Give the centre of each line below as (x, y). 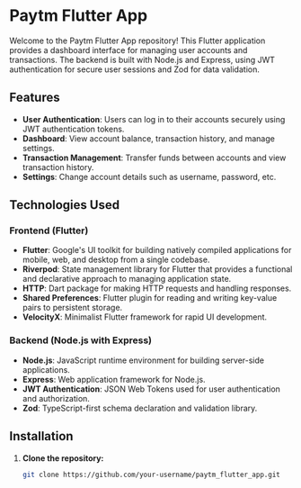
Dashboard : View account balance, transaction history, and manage (149, 138)
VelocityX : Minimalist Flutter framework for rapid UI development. (145, 317)
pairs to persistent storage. (72, 308)
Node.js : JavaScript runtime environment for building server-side (143, 360)
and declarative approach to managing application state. (127, 279)
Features (35, 98)
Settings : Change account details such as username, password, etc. (149, 176)
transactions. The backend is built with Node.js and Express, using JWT (142, 59)
